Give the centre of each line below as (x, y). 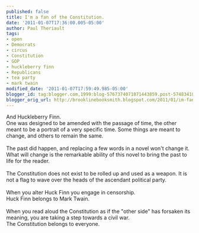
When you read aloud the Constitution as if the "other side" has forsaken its (98, 211)
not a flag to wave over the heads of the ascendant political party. (86, 180)
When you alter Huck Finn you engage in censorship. (71, 192)
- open (14, 39)
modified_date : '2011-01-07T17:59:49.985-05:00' (67, 89)
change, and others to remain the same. (55, 135)
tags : (13, 34)
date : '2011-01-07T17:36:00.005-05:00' (55, 23)
